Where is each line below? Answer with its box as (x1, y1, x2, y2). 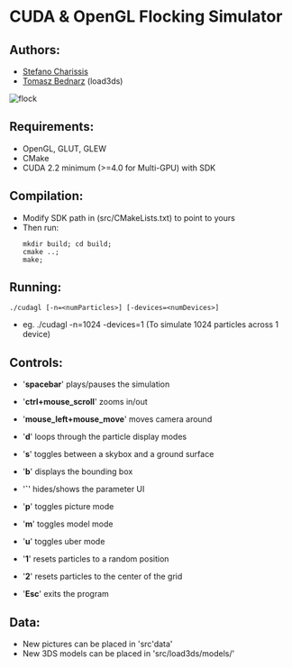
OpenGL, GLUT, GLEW (22, 142, 106, 154)
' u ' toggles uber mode (22, 536, 105, 547)
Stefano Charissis (22, 66, 88, 77)
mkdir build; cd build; (22, 239, 113, 249)
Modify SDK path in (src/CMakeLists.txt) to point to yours (22, 212, 236, 223)
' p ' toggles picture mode (22, 501, 114, 512)
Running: (9, 279, 62, 295)
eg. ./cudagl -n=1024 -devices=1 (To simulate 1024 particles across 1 (22, 319, 279, 330)
